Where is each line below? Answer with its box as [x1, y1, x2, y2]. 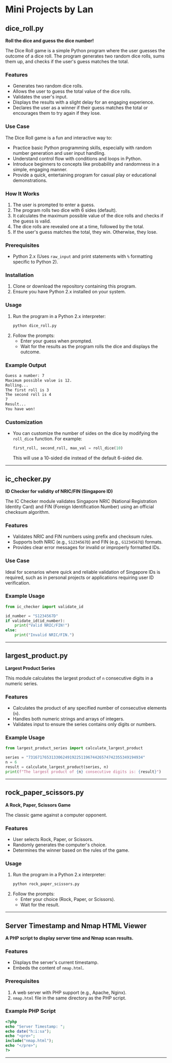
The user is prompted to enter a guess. [12, 202, 95, 208]
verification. [5, 579, 31, 586]
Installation [5, 272, 34, 279]
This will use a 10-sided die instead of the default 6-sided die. [12, 455, 143, 461]
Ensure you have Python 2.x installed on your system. [12, 289, 126, 295]
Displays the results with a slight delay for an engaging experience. [12, 99, 155, 106]
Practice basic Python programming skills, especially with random [12, 145, 152, 151]
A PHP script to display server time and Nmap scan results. [5, 935, 134, 941]
